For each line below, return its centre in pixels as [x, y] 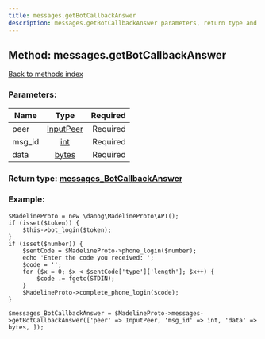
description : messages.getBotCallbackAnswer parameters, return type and [133, 23]
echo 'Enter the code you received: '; [88, 258]
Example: [27, 199]
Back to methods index [46, 74]
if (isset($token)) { [44, 223]
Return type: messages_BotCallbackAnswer [96, 178]
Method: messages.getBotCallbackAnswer [117, 55]
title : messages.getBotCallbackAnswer [72, 15]
